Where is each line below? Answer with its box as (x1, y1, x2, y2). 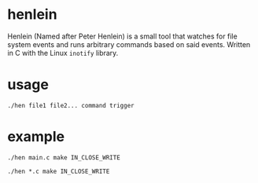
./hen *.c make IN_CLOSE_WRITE (7, 167, 110, 175)
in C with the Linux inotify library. (7, 48, 119, 57)
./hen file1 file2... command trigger (7, 101, 135, 109)
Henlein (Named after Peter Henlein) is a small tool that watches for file (7, 31, 238, 41)
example (7, 128, 65, 146)
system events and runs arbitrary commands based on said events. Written (7, 39, 251, 49)
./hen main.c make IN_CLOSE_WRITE (7, 153, 121, 162)
